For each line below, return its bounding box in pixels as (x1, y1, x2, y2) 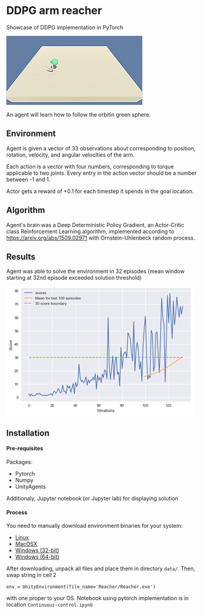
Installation (6, 428, 50, 438)
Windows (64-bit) (15, 553, 59, 561)
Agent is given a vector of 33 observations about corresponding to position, (6, 144, 196, 152)
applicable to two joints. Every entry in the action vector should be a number (6, 169, 197, 177)
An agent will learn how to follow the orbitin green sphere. (6, 110, 151, 118)
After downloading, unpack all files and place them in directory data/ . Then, (6, 565, 196, 572)
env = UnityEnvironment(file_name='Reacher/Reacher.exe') (6, 584, 156, 590)
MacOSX (15, 541, 38, 548)
